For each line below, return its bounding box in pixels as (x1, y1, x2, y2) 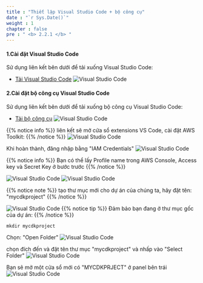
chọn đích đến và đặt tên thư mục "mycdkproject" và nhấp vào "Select (6, 245, 183, 253)
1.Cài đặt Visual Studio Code (6, 50, 79, 58)
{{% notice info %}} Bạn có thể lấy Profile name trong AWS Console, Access (6, 156, 197, 164)
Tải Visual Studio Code (15, 75, 72, 83)
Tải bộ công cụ (15, 115, 53, 122)
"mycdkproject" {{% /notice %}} (6, 193, 87, 200)
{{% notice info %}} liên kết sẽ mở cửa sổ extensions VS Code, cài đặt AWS (6, 126, 195, 134)
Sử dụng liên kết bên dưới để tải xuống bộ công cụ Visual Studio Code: (6, 103, 183, 110)
